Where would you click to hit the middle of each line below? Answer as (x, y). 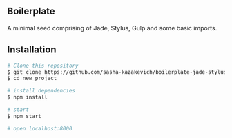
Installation (32, 50)
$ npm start (24, 116)
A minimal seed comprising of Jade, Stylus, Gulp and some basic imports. (112, 28)
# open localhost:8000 (40, 128)
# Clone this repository (43, 66)
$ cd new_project (32, 79)
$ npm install (28, 97)
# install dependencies (41, 91)
